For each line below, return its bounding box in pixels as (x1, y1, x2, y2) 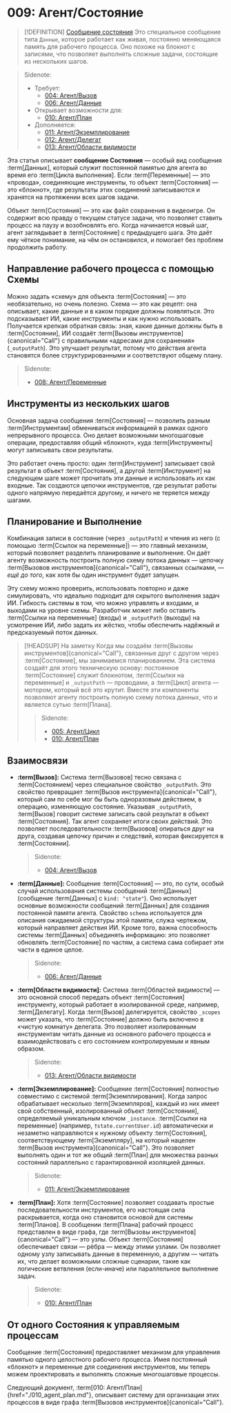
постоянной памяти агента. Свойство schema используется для (17, 909, 203, 917)
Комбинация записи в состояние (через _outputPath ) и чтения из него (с (7, 534, 221, 542)
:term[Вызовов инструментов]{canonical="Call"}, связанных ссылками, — (7, 564, 225, 572)
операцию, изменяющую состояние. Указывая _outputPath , (17, 802, 193, 811)
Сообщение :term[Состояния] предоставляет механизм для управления (7, 1348, 221, 1356)
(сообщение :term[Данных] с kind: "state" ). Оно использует (17, 894, 197, 903)
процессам (7, 1329, 59, 1341)
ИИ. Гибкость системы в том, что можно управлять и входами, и (7, 599, 199, 607)
